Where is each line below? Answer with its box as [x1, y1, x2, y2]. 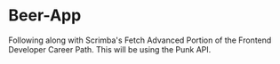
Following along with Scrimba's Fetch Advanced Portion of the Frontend [8, 35, 272, 45]
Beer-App [8, 5, 82, 26]
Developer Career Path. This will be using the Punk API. [8, 44, 212, 54]
